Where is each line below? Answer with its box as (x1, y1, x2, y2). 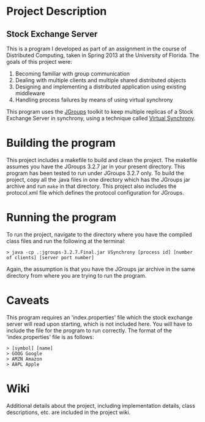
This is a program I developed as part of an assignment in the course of (6, 45, 187, 52)
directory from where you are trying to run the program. (6, 272, 147, 279)
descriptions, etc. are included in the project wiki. (6, 408, 131, 416)
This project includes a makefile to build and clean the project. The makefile (6, 156, 198, 163)
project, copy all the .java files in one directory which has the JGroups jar (6, 176, 191, 183)
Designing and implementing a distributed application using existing (15, 83, 187, 90)
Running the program (6, 211, 117, 225)
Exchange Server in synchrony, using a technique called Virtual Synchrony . (6, 115, 196, 122)
